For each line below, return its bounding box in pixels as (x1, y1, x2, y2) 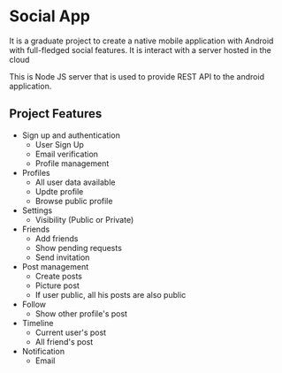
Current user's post (34, 327, 107, 338)
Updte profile (34, 186, 84, 196)
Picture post (34, 280, 80, 291)
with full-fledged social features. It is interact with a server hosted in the (9, 44, 271, 55)
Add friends (34, 232, 79, 244)
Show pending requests (34, 242, 122, 253)
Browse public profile (34, 195, 113, 206)
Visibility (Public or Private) (34, 214, 134, 225)
